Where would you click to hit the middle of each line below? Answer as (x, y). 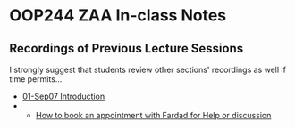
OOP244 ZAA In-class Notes (118, 16)
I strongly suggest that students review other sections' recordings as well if (147, 69)
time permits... (36, 79)
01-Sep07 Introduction (63, 96)
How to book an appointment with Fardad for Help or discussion (153, 115)
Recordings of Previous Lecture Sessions (126, 48)
